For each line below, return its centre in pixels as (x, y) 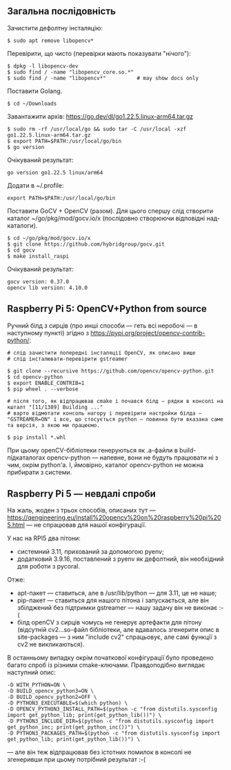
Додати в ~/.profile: (36, 185)
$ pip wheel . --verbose (43, 389)
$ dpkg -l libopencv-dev (43, 66)
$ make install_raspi (38, 256)
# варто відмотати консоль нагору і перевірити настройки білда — (104, 413)
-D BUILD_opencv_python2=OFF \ (52, 697)
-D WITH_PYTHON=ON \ (37, 685)
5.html (16, 525)
